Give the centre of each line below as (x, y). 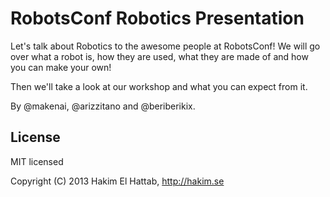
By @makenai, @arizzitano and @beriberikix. (103, 106)
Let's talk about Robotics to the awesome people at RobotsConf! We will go (165, 46)
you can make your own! (61, 67)
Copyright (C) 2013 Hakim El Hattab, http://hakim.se (117, 181)
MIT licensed (37, 161)
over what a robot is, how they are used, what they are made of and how (159, 56)
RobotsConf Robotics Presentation (157, 18)
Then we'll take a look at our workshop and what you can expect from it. (159, 86)
